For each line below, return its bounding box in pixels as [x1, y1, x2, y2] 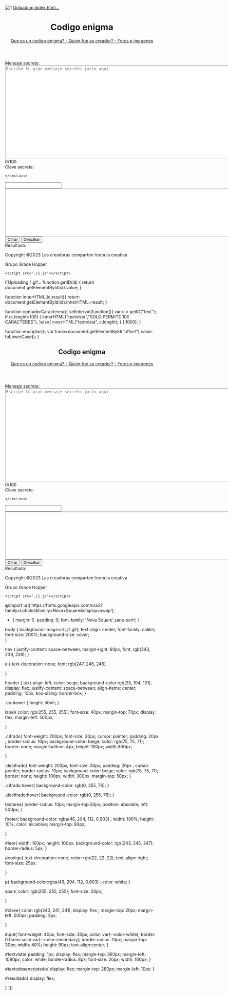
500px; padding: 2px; [14, 912, 57, 918]
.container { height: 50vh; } [5, 699, 59, 705]
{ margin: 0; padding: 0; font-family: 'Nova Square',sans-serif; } [12, 617, 140, 623]
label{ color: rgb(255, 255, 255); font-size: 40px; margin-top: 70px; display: [5, 709, 156, 715]
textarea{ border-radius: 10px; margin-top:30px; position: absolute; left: [5, 801, 149, 807]
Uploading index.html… [13, 5, 59, 10]
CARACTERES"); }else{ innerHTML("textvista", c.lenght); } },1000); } [5, 319, 141, 325]
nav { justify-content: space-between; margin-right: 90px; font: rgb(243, [5, 646, 151, 652]
